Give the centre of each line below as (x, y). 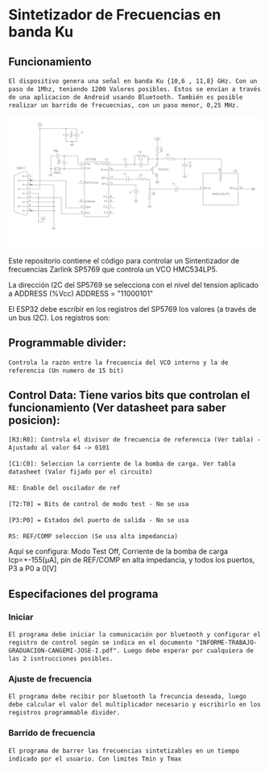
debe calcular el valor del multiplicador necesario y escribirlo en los (135, 705)
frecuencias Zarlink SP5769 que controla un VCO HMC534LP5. (113, 269)
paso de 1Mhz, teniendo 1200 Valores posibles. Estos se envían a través (135, 89)
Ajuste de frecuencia (50, 679)
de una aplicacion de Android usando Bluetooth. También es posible (126, 97)
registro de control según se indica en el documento (101, 643)
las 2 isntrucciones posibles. (61, 659)
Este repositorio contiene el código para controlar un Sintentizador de (124, 260)
